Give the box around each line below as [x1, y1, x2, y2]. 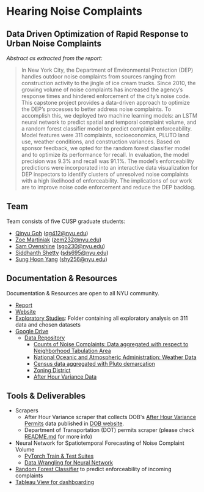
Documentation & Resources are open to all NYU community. [6, 289, 160, 297]
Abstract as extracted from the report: [6, 55, 103, 62]
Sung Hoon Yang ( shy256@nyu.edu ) [15, 255, 108, 263]
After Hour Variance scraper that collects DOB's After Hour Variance [24, 414, 197, 421]
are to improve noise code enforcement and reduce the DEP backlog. [21, 184, 196, 191]
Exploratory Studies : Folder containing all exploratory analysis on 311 [15, 314, 188, 322]
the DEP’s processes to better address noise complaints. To [21, 105, 172, 113]
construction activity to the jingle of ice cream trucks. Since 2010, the [21, 80, 197, 86]
